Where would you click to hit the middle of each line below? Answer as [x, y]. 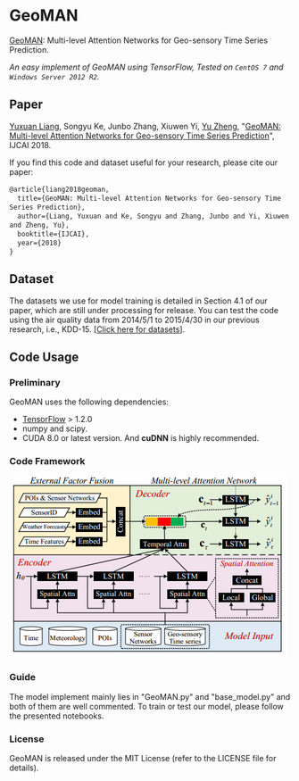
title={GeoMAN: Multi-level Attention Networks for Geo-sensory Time [149, 198]
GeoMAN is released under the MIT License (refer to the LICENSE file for [143, 759]
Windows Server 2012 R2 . [54, 76]
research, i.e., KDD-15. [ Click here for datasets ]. [97, 329]
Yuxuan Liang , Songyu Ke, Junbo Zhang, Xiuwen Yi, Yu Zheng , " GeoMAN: [145, 126]
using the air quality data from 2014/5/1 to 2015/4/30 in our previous [135, 320]
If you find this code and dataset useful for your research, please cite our [144, 162]
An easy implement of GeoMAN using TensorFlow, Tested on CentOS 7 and [146, 67]
